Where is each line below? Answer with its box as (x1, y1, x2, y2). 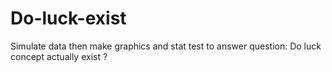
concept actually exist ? (10, 50, 108, 62)
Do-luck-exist (10, 7, 127, 30)
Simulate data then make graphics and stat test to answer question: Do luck (10, 40, 322, 52)
